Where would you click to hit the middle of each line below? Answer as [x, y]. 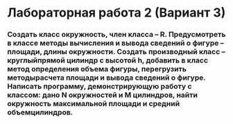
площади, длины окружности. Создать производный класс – [116, 52]
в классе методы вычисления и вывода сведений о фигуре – [115, 43]
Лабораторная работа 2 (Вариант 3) [116, 13]
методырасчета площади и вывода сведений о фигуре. [106, 78]
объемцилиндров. [40, 112]
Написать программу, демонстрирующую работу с [100, 87]
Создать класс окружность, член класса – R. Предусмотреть [116, 35]
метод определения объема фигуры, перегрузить [97, 69]
